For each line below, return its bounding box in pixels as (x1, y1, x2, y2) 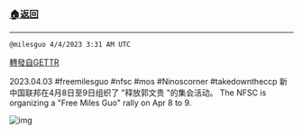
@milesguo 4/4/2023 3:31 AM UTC (9, 40, 131, 49)
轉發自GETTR (9, 57, 60, 68)
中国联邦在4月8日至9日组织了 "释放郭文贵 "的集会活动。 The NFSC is (9, 87, 267, 98)
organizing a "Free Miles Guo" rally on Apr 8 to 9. (9, 97, 192, 109)
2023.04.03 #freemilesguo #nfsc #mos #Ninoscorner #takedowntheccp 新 (9, 76, 289, 87)
